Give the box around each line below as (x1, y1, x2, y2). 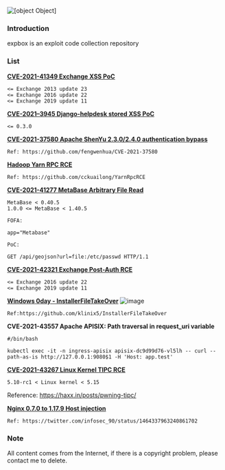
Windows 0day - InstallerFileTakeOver (7, 297, 119, 305)
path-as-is (7, 353, 38, 361)
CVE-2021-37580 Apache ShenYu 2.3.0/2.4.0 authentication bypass (7, 135, 208, 143)
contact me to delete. (7, 456, 67, 464)
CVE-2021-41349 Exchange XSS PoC (7, 72, 115, 81)
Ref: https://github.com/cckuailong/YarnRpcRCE (7, 173, 146, 180)
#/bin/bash (7, 335, 38, 342)
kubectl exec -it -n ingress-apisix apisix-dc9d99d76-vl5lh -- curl (7, 348, 207, 354)
